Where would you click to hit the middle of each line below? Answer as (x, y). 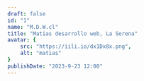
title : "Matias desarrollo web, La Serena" (73, 33)
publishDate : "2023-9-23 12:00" (55, 66)
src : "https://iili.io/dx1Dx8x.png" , (76, 46)
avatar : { (22, 40)
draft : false (27, 14)
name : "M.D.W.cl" (33, 27)
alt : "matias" (41, 54)
